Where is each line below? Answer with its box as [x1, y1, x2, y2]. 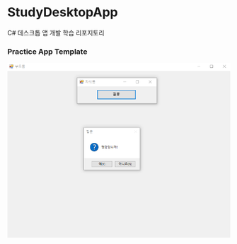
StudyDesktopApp [7, 4, 118, 21]
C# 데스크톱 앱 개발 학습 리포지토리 [7, 28, 105, 37]
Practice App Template [7, 47, 88, 57]
